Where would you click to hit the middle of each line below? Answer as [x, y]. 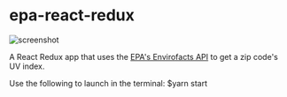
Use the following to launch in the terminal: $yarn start [109, 83]
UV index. [27, 66]
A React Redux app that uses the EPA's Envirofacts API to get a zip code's [144, 56]
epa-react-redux [72, 15]
